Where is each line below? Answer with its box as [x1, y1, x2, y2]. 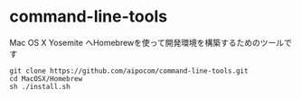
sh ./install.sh [9, 82, 71, 91]
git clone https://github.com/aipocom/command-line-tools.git [9, 66, 249, 76]
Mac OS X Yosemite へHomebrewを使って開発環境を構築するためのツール [9, 37, 285, 48]
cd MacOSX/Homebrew [9, 74, 83, 83]
